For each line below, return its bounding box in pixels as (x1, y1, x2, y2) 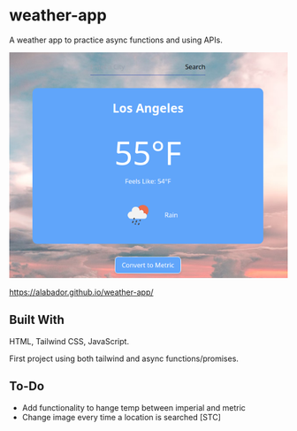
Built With (9, 312, 65, 327)
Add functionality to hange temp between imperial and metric (21, 402, 246, 412)
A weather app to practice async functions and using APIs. (9, 35, 223, 45)
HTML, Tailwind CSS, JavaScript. (9, 335, 130, 346)
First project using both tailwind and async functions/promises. (9, 353, 239, 364)
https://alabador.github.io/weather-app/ (9, 287, 154, 297)
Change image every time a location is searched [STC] (21, 412, 221, 422)
